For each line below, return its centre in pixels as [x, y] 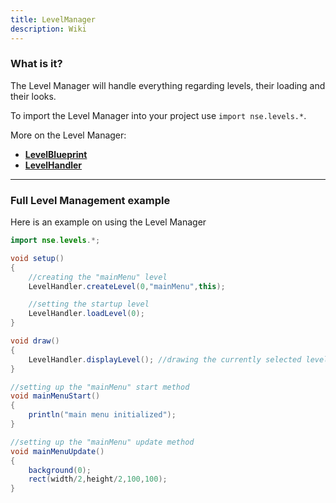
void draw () [35, 341]
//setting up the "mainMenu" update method [102, 442]
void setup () [37, 258]
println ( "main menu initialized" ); [102, 415]
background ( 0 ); [60, 470]
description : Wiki [48, 29]
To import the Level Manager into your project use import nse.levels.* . [158, 115]
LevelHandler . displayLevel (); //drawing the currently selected [165, 359]
